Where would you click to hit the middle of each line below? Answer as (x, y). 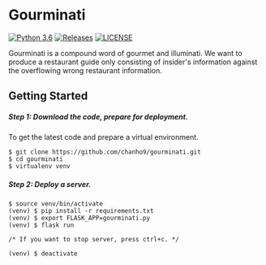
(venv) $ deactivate (43, 254)
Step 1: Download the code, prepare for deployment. (99, 116)
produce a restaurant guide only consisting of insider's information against (133, 62)
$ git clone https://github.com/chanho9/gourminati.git (105, 152)
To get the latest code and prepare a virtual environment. (103, 137)
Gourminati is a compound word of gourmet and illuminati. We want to (125, 53)
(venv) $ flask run (41, 225)
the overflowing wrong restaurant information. (85, 70)
